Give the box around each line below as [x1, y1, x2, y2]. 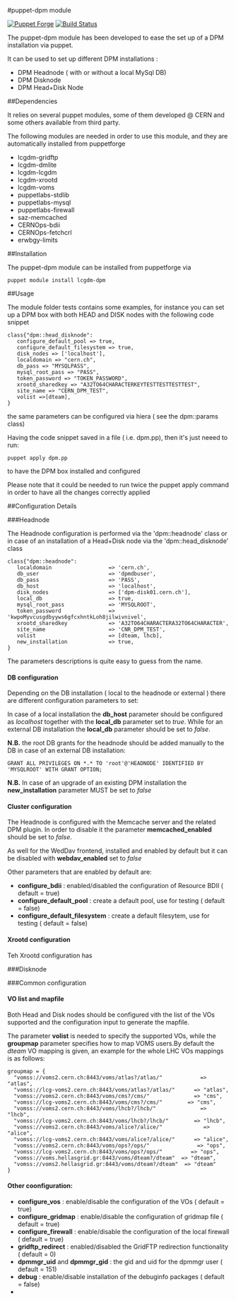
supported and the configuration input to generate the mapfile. [7, 1017, 189, 1026]
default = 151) [17, 1265, 57, 1273]
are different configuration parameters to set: [7, 696, 139, 705]
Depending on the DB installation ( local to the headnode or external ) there [7, 689, 226, 697]
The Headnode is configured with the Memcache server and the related [7, 818, 216, 827]
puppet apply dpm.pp [7, 455, 69, 462]
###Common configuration [7, 979, 87, 987]
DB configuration [7, 673, 59, 682]
